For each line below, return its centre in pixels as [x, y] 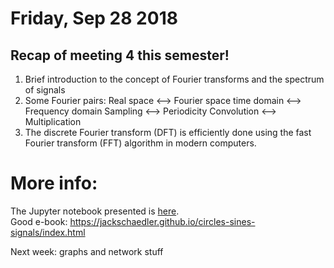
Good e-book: [39, 221]
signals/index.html [48, 232]
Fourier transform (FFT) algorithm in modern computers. [140, 143]
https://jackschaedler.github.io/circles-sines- [162, 221]
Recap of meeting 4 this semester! [120, 55]
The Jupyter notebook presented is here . [95, 211]
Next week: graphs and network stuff [87, 251]
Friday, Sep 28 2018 [94, 18]
